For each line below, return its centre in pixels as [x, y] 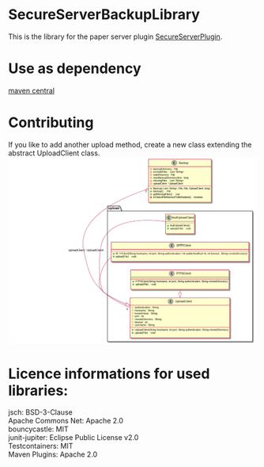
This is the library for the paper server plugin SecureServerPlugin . [115, 36]
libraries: [38, 390]
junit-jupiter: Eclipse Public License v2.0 [74, 438]
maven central [32, 90]
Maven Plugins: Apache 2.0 [53, 454]
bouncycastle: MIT [38, 429]
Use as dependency [75, 69]
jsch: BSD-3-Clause [40, 412]
